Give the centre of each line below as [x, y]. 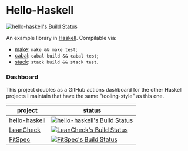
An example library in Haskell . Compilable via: [61, 38]
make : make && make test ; [46, 49]
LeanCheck [25, 130]
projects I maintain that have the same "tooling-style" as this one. [85, 96]
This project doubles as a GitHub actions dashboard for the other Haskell [94, 90]
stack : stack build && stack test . [56, 62]
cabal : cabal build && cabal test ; [56, 55]
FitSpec [20, 140]
